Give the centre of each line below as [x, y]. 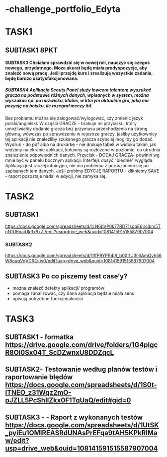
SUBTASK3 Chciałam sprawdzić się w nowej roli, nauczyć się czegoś [78, 63]
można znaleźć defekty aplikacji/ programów [58, 288]
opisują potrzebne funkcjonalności [48, 299]
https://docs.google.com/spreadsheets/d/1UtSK [82, 425]
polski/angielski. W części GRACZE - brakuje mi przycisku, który [71, 124]
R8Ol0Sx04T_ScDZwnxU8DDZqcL [60, 353]
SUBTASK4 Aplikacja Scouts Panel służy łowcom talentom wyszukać [78, 90]
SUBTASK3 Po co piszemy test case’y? [66, 276]
